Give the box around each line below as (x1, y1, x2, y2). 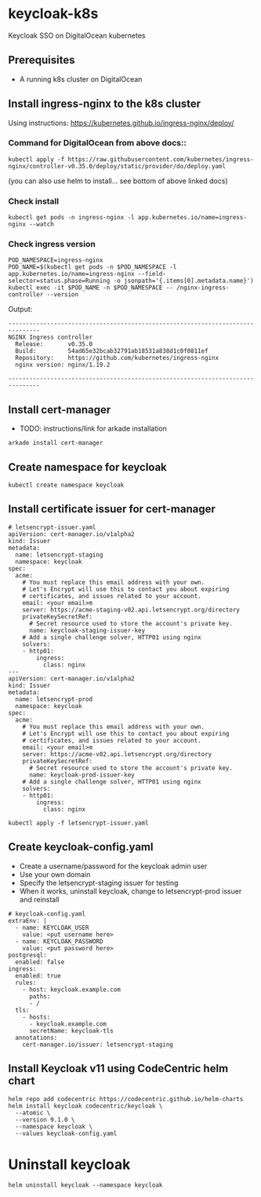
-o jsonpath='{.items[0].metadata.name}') (113, 277, 255, 285)
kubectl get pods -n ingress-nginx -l (8, 214, 135, 222)
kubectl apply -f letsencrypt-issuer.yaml (8, 819, 149, 827)
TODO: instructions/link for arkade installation (19, 424, 167, 433)
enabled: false (15, 958, 65, 966)
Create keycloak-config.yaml (8, 840, 154, 854)
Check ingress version (8, 239, 96, 250)
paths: (28, 992, 51, 1001)
